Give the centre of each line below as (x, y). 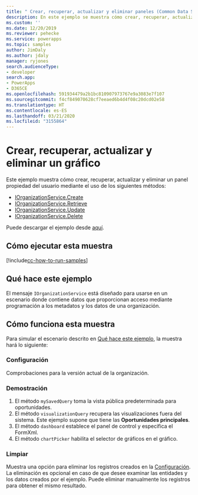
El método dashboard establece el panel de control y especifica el (94, 426)
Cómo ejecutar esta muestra (60, 246)
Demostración (27, 388)
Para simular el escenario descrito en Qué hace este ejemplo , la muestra (94, 338)
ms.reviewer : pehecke (33, 34)
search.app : (21, 77)
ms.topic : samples (29, 45)
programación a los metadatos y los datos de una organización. (83, 305)
